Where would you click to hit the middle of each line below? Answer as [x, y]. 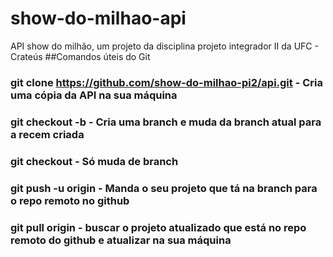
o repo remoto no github [70, 200]
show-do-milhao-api [98, 18]
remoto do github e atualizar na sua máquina [121, 240]
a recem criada [47, 134]
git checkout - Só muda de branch [94, 161]
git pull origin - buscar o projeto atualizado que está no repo [158, 227]
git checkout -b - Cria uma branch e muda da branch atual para [166, 122]
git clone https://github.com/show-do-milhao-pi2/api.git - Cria [166, 82]
